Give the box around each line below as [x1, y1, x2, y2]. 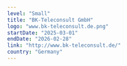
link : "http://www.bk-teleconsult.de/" [7, 42, 122, 49]
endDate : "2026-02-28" [7, 36, 72, 43]
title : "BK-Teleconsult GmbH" [7, 16, 94, 23]
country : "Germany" [7, 49, 63, 56]
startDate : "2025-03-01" [7, 29, 78, 36]
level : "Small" [7, 10, 51, 17]
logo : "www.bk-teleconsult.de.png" [7, 23, 109, 30]
